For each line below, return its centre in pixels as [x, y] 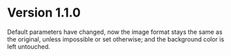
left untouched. [29, 46]
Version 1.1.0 [44, 13]
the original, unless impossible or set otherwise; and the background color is [116, 39]
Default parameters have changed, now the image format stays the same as [115, 32]
